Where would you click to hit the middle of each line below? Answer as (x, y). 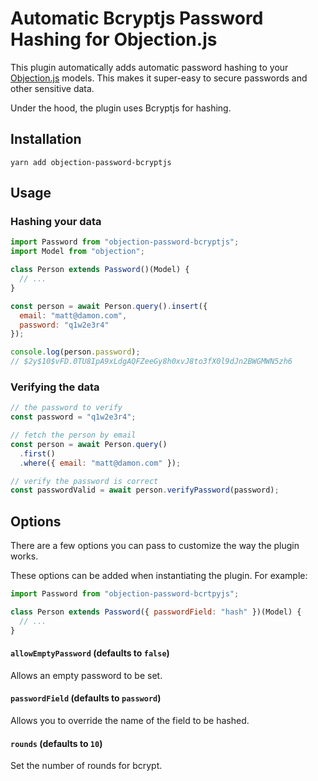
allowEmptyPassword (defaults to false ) (90, 653)
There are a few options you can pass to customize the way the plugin (155, 546)
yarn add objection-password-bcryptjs (91, 162)
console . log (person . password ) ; (75, 352)
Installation (46, 139)
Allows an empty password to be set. (86, 675)
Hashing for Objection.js (114, 39)
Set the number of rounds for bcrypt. (86, 766)
